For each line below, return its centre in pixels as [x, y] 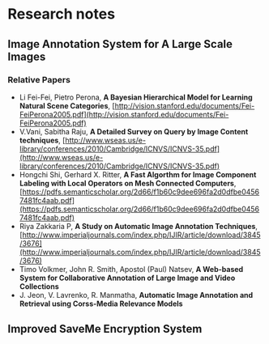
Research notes [61, 14]
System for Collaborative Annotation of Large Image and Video [127, 278]
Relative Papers [39, 79]
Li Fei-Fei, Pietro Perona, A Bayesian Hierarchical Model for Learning [136, 97]
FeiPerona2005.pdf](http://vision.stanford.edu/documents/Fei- [124, 114]
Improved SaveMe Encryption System [105, 329]
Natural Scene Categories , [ [67, 105]
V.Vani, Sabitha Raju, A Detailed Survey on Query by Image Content [134, 131]
